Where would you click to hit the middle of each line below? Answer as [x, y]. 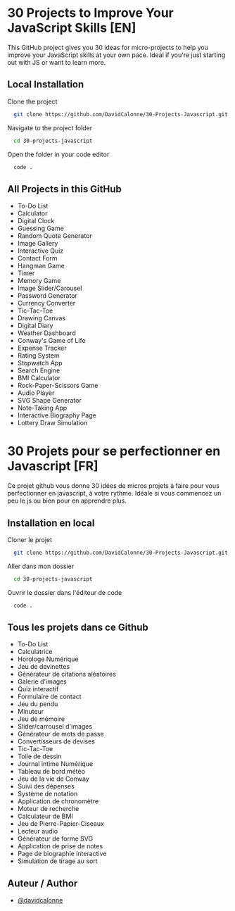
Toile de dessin [39, 756]
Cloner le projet [30, 539]
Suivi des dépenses [46, 786]
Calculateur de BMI [45, 816]
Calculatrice [35, 652]
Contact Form [37, 258]
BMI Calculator [39, 378]
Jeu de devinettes [44, 667]
